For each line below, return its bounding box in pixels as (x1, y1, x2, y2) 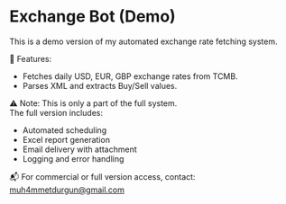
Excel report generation (22, 134, 111, 145)
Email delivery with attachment (22, 144, 137, 155)
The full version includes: (9, 107, 104, 118)
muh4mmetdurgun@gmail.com (9, 184, 125, 195)
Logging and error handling (22, 153, 125, 164)
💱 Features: (9, 53, 52, 64)
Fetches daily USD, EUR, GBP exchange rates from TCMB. (22, 70, 238, 82)
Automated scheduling (22, 124, 107, 136)
